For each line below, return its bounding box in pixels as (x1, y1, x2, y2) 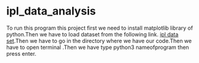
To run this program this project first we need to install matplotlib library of (6, 24, 194, 31)
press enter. (6, 50, 37, 57)
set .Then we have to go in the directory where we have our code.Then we (6, 37, 192, 44)
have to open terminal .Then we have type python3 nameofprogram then (6, 44, 189, 51)
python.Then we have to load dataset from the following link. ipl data (6, 30, 179, 38)
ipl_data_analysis (6, 4, 96, 18)
